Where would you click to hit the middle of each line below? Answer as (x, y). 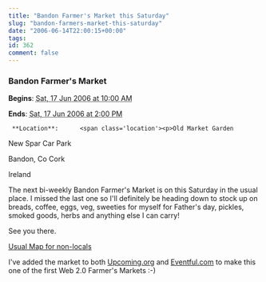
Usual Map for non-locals (50, 247)
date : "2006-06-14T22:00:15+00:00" (67, 30)
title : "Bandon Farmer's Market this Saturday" (89, 16)
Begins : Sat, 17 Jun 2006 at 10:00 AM (70, 99)
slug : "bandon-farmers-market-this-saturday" (85, 23)
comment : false (34, 53)
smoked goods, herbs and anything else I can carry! (94, 216)
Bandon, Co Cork (37, 159)
